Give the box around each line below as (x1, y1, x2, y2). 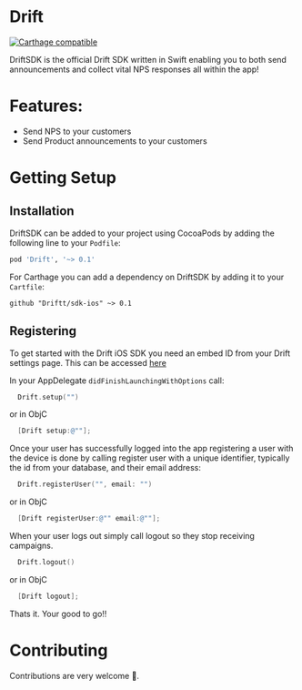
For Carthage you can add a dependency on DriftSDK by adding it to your (9, 271, 285, 282)
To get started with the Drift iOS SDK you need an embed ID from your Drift (9, 348, 291, 359)
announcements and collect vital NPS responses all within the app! (9, 64, 259, 75)
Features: (9, 96, 84, 117)
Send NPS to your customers (22, 126, 132, 137)
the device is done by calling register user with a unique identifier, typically (9, 452, 290, 463)
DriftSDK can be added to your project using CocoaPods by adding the (9, 228, 275, 238)
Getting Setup (9, 167, 116, 188)
